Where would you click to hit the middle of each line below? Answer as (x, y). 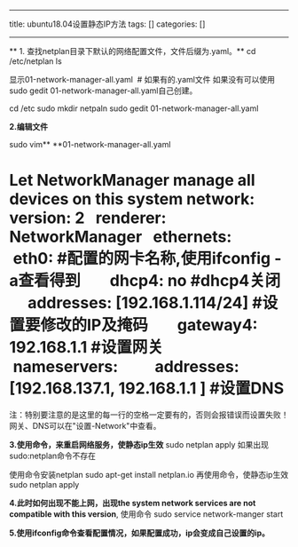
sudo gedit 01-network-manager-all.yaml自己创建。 (103, 91)
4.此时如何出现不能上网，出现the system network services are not (133, 503)
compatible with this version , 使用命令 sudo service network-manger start (146, 514)
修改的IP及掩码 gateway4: (149, 325)
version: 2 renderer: (88, 218)
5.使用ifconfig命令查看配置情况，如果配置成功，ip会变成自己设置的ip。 (140, 533)
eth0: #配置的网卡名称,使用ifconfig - (147, 259)
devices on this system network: (132, 199)
